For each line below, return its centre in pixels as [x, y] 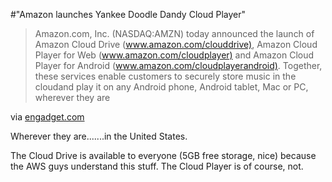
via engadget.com [47, 117]
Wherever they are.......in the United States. [99, 136]
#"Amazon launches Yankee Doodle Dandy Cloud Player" [128, 14]
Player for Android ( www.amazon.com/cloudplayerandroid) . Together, [178, 65]
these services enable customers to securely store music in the [165, 76]
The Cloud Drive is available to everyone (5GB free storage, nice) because [163, 155]
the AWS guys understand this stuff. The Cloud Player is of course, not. [157, 166]
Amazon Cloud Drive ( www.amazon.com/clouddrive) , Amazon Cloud [176, 44]
